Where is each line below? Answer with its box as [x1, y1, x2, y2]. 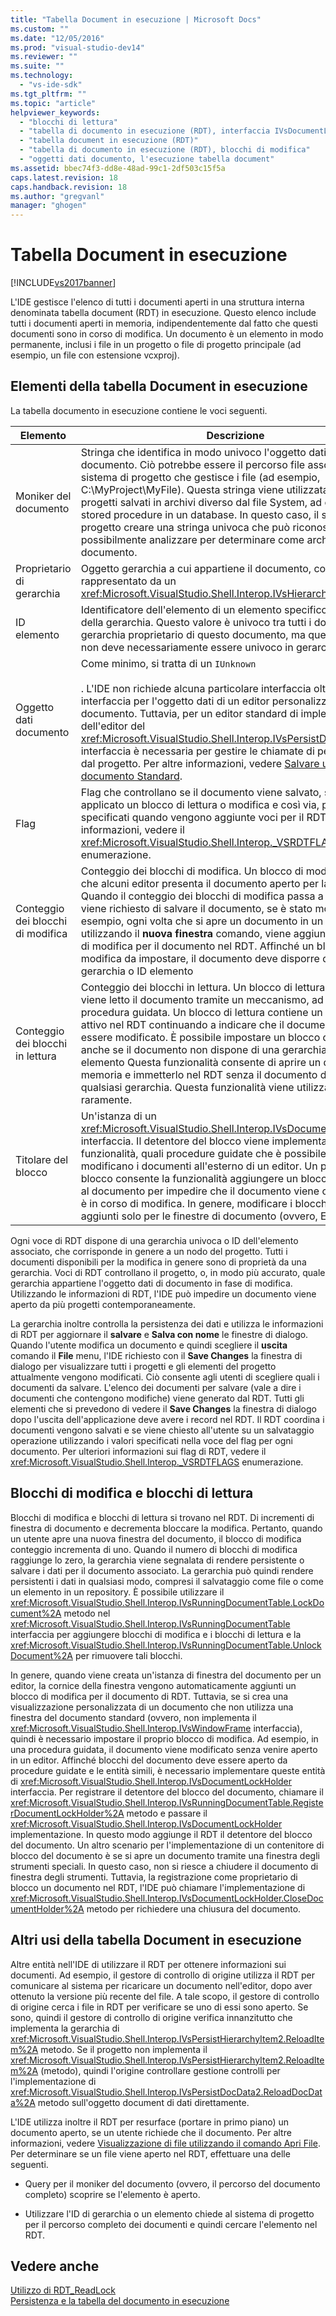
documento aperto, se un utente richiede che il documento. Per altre [10, 2126, 292, 2138]
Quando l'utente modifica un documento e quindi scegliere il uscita [10, 1339, 288, 1351]
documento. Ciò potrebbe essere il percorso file [80, 457, 306, 471]
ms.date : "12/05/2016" [10, 33, 105, 43]
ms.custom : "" [10, 24, 70, 34]
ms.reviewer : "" [10, 52, 78, 62]
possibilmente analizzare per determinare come [80, 532, 305, 546]
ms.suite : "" [10, 61, 65, 71]
